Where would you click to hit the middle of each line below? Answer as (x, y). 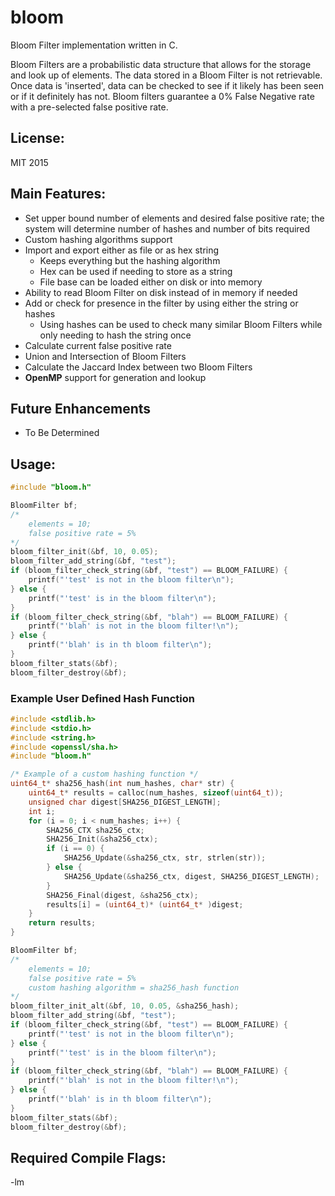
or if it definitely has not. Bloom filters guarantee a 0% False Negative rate (162, 96)
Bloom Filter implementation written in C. (94, 45)
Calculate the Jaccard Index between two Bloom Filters (138, 367)
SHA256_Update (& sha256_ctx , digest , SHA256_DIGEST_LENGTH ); (191, 876)
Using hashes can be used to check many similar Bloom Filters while (181, 324)
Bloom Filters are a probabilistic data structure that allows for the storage (161, 64)
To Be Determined (62, 433)
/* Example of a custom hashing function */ (104, 774)
